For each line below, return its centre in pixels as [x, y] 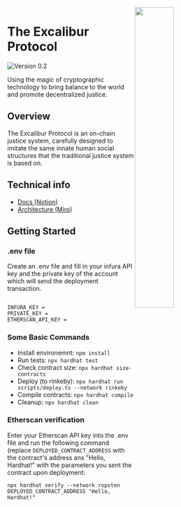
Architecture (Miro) [45, 209]
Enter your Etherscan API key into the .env [68, 435]
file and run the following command [58, 443]
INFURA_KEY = [26, 308]
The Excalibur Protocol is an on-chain [61, 133]
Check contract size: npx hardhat [65, 367]
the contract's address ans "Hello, [57, 457]
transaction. [24, 289]
